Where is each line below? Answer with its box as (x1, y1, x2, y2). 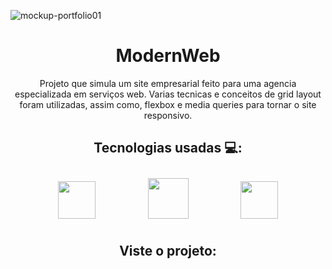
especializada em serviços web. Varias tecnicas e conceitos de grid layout (14, 88, 322, 100)
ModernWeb (115, 45, 221, 67)
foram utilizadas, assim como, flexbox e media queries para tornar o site (19, 98, 317, 110)
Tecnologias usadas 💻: (93, 140, 243, 157)
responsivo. (143, 109, 193, 121)
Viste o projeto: (119, 243, 217, 260)
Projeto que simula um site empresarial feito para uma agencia (39, 77, 297, 89)
